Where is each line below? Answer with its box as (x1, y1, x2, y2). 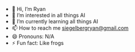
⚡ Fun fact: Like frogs (11, 40, 64, 46)
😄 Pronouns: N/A (11, 33, 55, 40)
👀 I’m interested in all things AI (11, 12, 85, 19)
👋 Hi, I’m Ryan (11, 6, 46, 12)
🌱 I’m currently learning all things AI (11, 18, 98, 25)
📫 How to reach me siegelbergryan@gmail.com (11, 25, 129, 32)
